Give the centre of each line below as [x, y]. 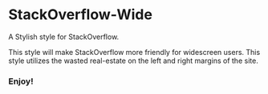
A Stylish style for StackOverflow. [64, 37]
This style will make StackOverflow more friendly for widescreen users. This [134, 52]
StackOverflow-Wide [80, 15]
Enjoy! [21, 81]
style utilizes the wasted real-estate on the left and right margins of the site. [133, 61]
